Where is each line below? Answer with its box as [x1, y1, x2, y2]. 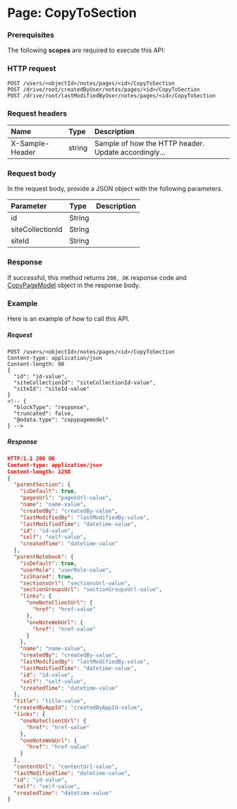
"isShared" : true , [20, 573, 74, 580]
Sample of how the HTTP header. [94, 139, 205, 149]
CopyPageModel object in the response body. [7, 281, 141, 289]
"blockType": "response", [13, 403, 90, 410]
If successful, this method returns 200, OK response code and [7, 273, 187, 281]
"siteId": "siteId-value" [13, 385, 90, 392]
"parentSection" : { [13, 481, 71, 488]
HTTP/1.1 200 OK [7, 455, 55, 462]
